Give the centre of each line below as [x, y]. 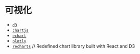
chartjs [20, 30]
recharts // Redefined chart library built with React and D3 [74, 46]
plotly [19, 41]
